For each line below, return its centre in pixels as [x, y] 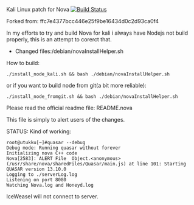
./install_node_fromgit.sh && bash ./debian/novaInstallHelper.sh [92, 97]
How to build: [23, 63]
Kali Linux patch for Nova [38, 9]
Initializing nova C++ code [42, 153]
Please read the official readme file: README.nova [69, 108]
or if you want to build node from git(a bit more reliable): [77, 85]
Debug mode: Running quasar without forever [64, 148]
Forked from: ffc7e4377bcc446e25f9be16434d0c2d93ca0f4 [83, 21]
